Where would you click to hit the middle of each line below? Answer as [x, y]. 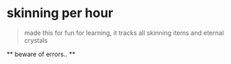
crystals [36, 40]
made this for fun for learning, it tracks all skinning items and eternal [124, 33]
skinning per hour [60, 13]
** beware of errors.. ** [41, 54]
